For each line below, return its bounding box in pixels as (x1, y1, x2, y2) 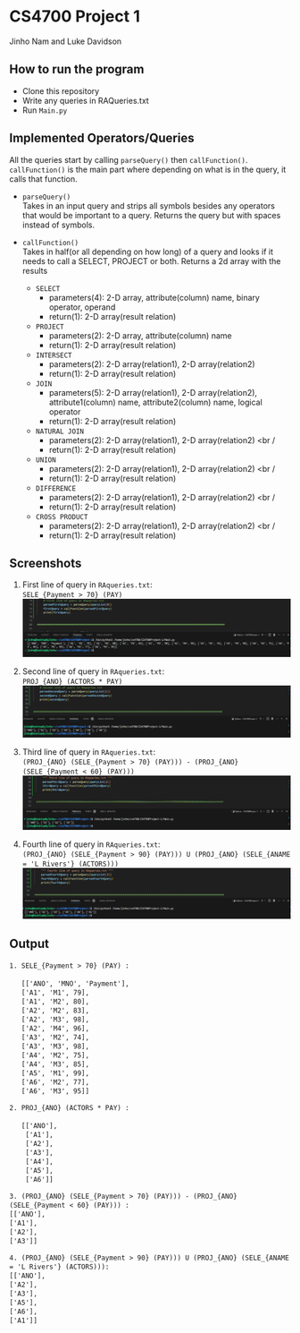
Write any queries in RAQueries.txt (21, 95, 149, 106)
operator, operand (48, 302, 116, 312)
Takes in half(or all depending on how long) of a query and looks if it (21, 246, 274, 257)
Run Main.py (21, 105, 68, 115)
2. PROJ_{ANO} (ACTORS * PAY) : (9, 1103, 129, 1112)
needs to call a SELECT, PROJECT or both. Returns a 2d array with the (21, 255, 281, 266)
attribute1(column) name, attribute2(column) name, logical (48, 397, 263, 407)
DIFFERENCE (35, 483, 77, 493)
